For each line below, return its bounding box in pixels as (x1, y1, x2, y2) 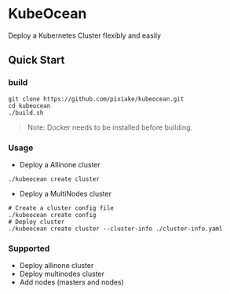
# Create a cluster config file (8, 204, 114, 212)
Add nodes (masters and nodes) (19, 277, 124, 287)
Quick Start (8, 53, 65, 67)
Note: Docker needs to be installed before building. (27, 123, 193, 132)
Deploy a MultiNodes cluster (19, 189, 112, 198)
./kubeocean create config (8, 211, 97, 219)
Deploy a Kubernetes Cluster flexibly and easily (8, 31, 162, 40)
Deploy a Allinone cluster (19, 160, 100, 169)
